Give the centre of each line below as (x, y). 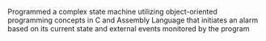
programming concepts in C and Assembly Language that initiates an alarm (133, 20)
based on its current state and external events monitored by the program (129, 29)
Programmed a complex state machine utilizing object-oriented (112, 12)
